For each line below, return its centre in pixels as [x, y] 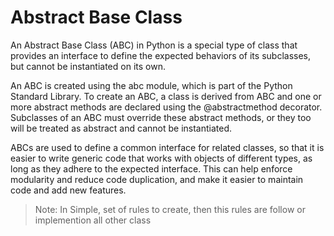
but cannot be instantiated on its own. [88, 66]
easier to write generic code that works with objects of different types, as [161, 158]
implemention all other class [93, 220]
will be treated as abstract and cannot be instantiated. [121, 128]
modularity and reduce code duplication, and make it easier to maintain [157, 179]
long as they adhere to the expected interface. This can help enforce [151, 168]
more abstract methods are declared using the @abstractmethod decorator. [166, 107]
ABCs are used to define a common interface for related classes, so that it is [167, 147]
